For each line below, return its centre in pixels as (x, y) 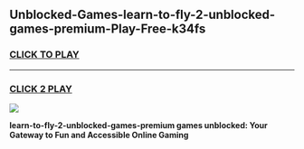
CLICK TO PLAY (44, 55)
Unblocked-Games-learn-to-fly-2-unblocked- (142, 15)
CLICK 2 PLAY (41, 88)
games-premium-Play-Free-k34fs (108, 29)
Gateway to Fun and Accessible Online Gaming (99, 135)
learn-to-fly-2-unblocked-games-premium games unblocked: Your (139, 125)
